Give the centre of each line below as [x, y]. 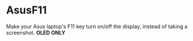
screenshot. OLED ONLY [36, 32]
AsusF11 [26, 10]
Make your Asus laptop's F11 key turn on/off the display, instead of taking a [97, 26]
